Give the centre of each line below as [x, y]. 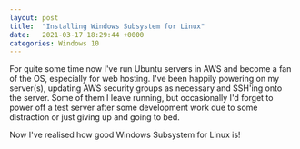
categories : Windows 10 [55, 43]
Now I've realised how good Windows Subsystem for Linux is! [125, 135]
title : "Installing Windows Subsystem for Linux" [107, 26]
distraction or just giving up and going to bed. [95, 117]
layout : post [34, 18]
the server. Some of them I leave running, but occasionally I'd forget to [141, 98]
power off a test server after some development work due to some [134, 108]
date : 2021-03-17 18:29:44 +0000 [77, 35]
